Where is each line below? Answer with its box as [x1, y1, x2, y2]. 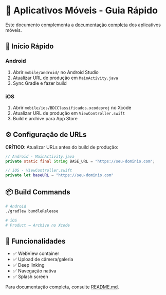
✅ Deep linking [12, 262, 45, 268]
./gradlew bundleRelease [5, 208, 59, 214]
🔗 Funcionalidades [5, 236, 66, 246]
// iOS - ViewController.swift [5, 168, 72, 173]
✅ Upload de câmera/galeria [12, 256, 73, 263]
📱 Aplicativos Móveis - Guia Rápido [5, 5, 158, 16]
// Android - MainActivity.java [5, 154, 75, 159]
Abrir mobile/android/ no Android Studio [12, 69, 99, 75]
